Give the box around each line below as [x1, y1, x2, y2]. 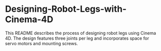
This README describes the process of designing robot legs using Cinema [5, 30, 156, 36]
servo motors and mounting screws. [5, 40, 78, 46]
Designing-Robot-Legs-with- [5, 3, 127, 15]
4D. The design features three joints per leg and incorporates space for [5, 35, 149, 41]
